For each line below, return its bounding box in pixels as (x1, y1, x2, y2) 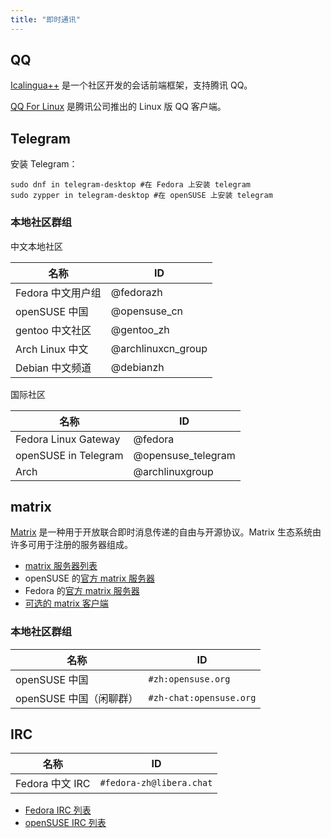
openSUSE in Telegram (15, 448, 124, 462)
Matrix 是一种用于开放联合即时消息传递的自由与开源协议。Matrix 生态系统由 (10, 526, 322, 538)
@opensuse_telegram (133, 448, 236, 462)
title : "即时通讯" (10, 14, 82, 25)
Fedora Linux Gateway (15, 432, 121, 446)
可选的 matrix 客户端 (24, 597, 109, 610)
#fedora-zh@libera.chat (99, 777, 213, 789)
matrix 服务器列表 (24, 560, 98, 572)
